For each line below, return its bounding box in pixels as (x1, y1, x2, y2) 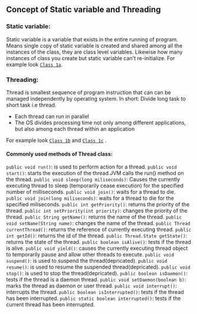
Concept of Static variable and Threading (6, 5, 161, 15)
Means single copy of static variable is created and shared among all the (6, 42, 183, 49)
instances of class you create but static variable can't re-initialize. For (6, 54, 175, 61)
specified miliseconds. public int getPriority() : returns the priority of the (6, 201, 190, 208)
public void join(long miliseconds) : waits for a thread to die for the (6, 194, 174, 202)
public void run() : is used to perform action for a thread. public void (6, 163, 177, 170)
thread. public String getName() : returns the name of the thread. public (6, 213, 182, 220)
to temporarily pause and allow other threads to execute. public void (6, 251, 175, 258)
